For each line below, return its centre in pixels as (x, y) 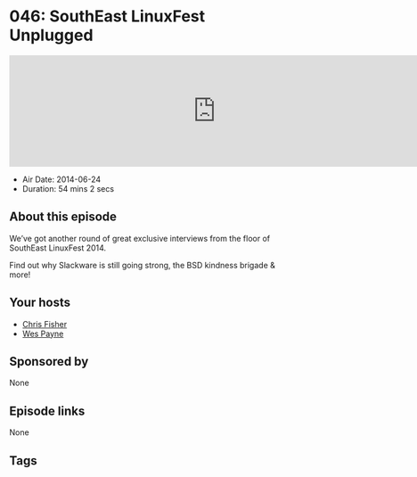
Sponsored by (49, 362)
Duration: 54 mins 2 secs (68, 188)
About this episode (63, 217)
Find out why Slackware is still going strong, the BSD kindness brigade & (143, 265)
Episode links (47, 411)
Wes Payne (43, 333)
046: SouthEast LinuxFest (107, 16)
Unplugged (51, 35)
